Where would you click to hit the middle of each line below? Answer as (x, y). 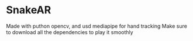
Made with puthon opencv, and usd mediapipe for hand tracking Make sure (96, 26)
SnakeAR (29, 10)
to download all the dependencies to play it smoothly (70, 32)
